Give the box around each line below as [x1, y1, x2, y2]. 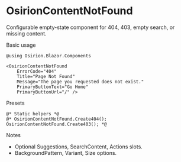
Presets [6, 99, 25, 106]
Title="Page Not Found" [17, 73, 76, 79]
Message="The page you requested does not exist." [17, 79, 144, 85]
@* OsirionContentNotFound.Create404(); [6, 116, 108, 122]
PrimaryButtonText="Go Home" [17, 84, 89, 90]
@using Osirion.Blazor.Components [6, 53, 92, 59]
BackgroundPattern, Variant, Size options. [14, 149, 117, 156]
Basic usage [6, 41, 37, 48]
